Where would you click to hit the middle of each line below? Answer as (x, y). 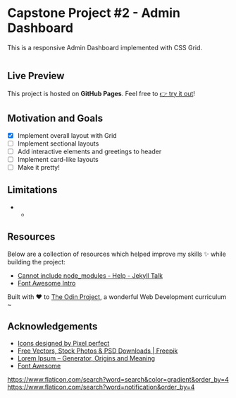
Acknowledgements (52, 326)
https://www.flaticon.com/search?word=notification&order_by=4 (101, 387)
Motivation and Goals (55, 118)
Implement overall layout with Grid (67, 135)
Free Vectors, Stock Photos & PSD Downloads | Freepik (98, 351)
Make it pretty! (38, 167)
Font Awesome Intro (46, 283)
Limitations (32, 190)
